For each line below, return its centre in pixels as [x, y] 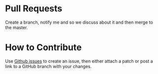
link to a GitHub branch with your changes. [48, 66]
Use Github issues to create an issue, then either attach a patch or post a [79, 61]
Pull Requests [34, 9]
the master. [16, 27]
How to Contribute [44, 48]
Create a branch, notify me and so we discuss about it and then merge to [79, 22]
